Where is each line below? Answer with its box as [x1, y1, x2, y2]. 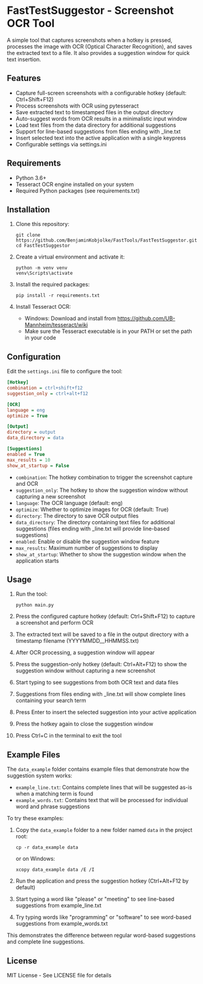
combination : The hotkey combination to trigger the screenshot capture [15, 474, 193, 481]
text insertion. [7, 56, 42, 63]
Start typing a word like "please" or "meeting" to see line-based [15, 895, 175, 903]
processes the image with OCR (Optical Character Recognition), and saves [7, 43, 193, 50]
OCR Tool [7, 16, 55, 30]
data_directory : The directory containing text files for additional [15, 518, 175, 526]
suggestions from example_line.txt [15, 902, 101, 909]
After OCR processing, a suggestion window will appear [15, 649, 155, 656]
